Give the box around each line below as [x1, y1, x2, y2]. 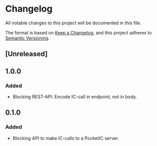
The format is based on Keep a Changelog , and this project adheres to [5, 29, 152, 35]
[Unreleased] [5, 50, 48, 58]
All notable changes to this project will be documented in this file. [5, 20, 142, 26]
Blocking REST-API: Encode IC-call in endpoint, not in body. [12, 94, 137, 100]
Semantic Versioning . [5, 35, 50, 41]
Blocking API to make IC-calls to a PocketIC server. [12, 135, 119, 141]
